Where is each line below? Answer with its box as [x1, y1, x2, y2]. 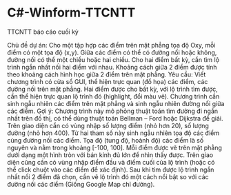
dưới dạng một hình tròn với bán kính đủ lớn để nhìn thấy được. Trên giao [7, 150, 214, 159]
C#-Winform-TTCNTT [7, 5, 136, 21]
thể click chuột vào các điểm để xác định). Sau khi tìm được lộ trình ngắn [7, 165, 214, 174]
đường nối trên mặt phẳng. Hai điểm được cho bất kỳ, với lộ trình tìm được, [7, 85, 219, 93]
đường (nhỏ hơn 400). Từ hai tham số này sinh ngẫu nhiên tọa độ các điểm [7, 129, 219, 137]
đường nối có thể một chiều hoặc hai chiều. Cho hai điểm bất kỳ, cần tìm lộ [7, 55, 219, 63]
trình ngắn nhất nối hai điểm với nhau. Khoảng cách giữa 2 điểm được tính [7, 63, 217, 71]
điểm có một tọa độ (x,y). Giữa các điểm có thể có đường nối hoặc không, [7, 48, 217, 57]
